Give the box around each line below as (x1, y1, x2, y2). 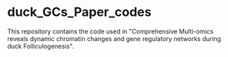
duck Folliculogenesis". (7, 42, 74, 50)
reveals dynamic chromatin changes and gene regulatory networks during (7, 34, 222, 42)
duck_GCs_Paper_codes (7, 4, 152, 20)
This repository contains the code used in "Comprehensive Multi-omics (7, 27, 214, 35)
